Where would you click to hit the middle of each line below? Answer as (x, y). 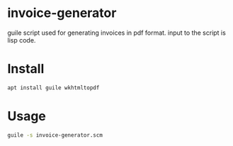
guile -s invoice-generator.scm (55, 135)
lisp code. (22, 40)
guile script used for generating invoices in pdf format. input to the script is (117, 33)
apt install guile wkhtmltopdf (53, 88)
